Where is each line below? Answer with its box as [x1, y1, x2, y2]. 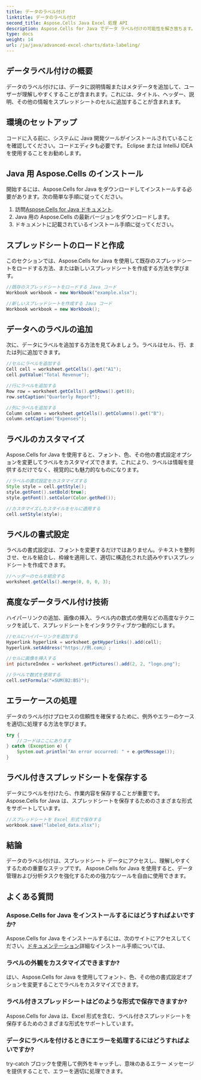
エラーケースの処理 [6, 695, 77, 706]
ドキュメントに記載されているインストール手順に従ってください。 [14, 221, 177, 228]
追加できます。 [26, 349, 64, 356]
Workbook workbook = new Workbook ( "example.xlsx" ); [6, 290, 138, 296]
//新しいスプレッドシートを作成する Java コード [6, 301, 112, 307]
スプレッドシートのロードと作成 [6, 240, 124, 250]
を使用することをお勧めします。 [6, 149, 85, 157]
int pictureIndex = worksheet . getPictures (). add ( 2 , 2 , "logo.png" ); [6, 661, 181, 667]
